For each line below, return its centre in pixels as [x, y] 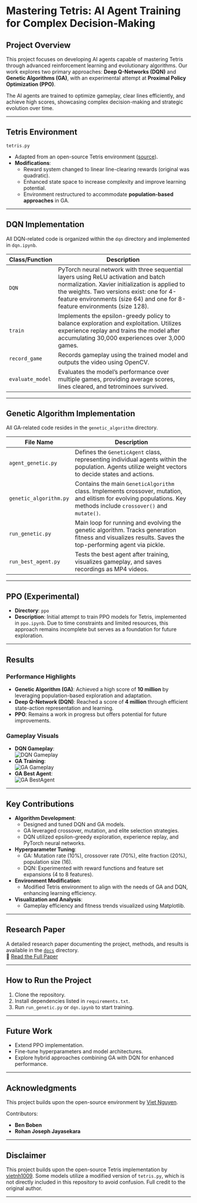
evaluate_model [30, 379]
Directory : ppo [32, 611]
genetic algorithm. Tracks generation [125, 530]
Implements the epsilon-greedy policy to [114, 316]
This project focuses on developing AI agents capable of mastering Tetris [95, 59]
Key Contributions [40, 804]
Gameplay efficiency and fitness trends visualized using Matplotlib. [104, 906]
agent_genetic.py [33, 463]
